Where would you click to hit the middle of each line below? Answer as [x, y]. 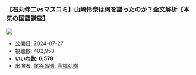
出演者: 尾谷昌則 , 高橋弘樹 [46, 66]
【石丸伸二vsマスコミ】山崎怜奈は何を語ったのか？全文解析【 [95, 9]
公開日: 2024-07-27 [39, 43]
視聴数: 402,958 [34, 51]
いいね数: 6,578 [34, 58]
